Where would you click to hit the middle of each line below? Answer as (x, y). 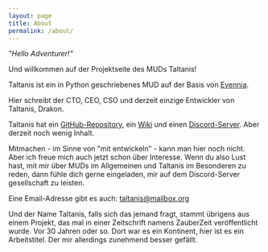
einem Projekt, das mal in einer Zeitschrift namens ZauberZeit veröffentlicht (133, 223)
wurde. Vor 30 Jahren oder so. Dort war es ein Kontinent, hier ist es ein (126, 231)
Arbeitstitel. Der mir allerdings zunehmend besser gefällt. (103, 240)
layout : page (30, 16)
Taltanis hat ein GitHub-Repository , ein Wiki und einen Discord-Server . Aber (134, 125)
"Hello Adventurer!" (41, 54)
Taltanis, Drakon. (36, 109)
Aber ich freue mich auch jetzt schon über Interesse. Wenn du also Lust (127, 157)
